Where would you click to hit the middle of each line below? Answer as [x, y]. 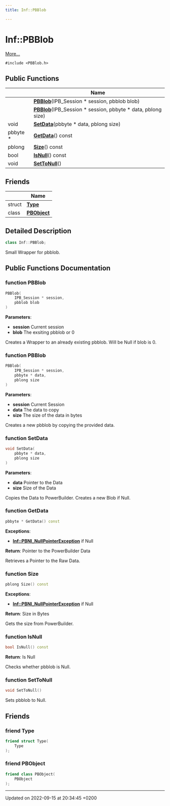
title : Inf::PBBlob [26, 10]
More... [13, 53]
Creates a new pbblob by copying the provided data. [60, 425]
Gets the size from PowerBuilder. [39, 624]
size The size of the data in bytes [47, 415]
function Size [22, 574]
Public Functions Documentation [58, 268]
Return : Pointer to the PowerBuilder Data [48, 551]
